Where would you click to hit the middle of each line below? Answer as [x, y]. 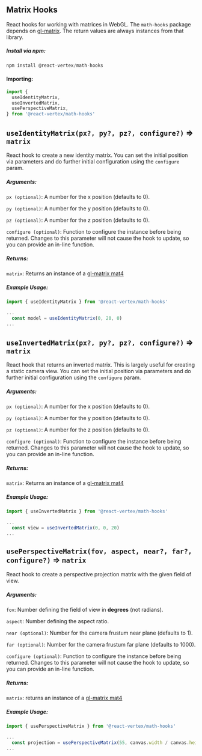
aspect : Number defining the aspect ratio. [58, 621]
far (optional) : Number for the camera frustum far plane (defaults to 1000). [101, 645]
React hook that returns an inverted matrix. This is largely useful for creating [101, 365]
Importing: [20, 79]
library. [15, 37]
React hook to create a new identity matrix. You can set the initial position [97, 155]
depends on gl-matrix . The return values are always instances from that [95, 31]
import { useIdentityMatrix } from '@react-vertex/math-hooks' [87, 302]
